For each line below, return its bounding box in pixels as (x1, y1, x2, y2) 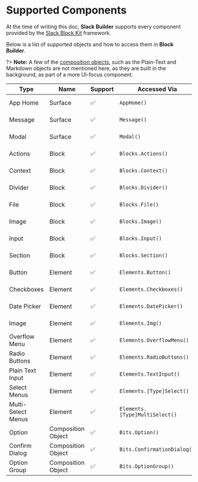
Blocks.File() (119, 201, 159, 208)
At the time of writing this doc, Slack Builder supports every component (6, 23, 181, 30)
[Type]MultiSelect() (119, 411, 177, 418)
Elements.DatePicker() (119, 303, 183, 310)
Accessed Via (137, 85, 177, 93)
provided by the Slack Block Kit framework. (6, 29, 111, 36)
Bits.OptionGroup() (119, 463, 174, 470)
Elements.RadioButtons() (119, 353, 190, 360)
